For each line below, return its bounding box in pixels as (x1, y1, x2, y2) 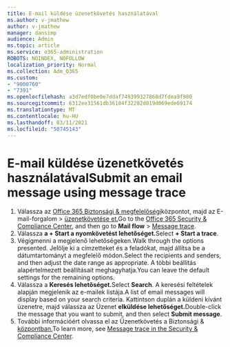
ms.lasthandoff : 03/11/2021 (7, 119, 88, 126)
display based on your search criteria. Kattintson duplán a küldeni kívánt (17, 295, 222, 304)
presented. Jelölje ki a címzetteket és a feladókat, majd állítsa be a (17, 244, 205, 252)
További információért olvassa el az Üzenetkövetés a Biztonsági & (17, 317, 205, 326)
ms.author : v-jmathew (7, 17, 70, 23)
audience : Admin (7, 36, 54, 43)
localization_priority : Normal (7, 61, 97, 68)
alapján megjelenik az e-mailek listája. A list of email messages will (17, 288, 205, 297)
